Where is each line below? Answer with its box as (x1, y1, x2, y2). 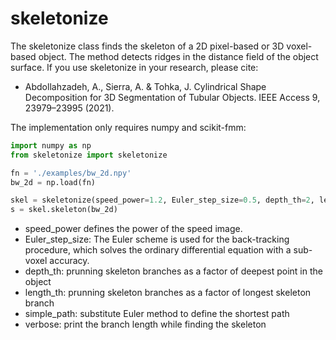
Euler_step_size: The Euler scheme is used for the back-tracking (24, 233, 290, 246)
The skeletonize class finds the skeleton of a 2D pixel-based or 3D (10, 40, 285, 52)
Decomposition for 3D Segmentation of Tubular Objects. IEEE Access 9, (24, 91, 321, 103)
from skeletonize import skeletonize (10, 150, 168, 160)
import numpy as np (10, 140, 92, 151)
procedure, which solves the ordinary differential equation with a (24, 244, 292, 256)
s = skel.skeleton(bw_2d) (10, 205, 118, 215)
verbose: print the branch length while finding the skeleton (24, 318, 267, 331)
